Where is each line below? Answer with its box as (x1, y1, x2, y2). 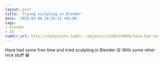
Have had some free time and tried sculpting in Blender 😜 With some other (5, 47, 155, 53)
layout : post (5, 7, 32, 12)
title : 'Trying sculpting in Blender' (5, 12, 83, 16)
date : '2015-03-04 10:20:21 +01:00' (5, 16, 79, 21)
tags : (5, 20, 16, 25)
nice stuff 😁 (5, 52, 30, 58)
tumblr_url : (5, 34, 29, 39)
